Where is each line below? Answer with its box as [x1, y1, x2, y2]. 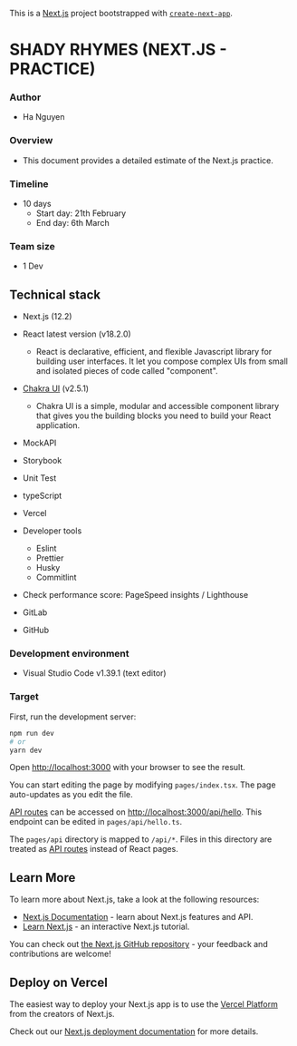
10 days [22, 199, 52, 210]
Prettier [35, 552, 64, 563]
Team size [9, 240, 56, 252]
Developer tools [22, 525, 82, 536]
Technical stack [9, 287, 101, 302]
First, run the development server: [9, 711, 137, 722]
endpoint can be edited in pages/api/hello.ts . [9, 816, 183, 827]
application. [35, 420, 81, 431]
